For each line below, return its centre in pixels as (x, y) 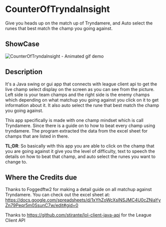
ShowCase (22, 44)
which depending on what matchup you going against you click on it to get (82, 100)
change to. (16, 161)
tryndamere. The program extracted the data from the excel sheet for (76, 130)
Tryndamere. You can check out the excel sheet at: (58, 195)
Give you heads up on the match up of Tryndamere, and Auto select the (79, 23)
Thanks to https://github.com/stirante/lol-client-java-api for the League (78, 215)
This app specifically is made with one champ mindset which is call (74, 120)
